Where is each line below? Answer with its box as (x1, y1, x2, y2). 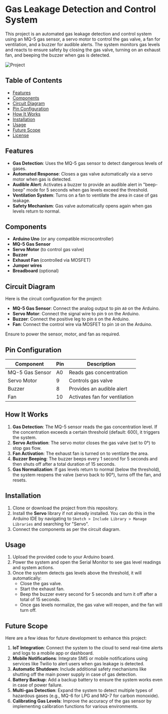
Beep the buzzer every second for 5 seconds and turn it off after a (20, 591, 157, 597)
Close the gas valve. (20, 581, 62, 587)
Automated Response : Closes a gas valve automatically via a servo (12, 170, 153, 176)
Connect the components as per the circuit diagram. (12, 526, 121, 532)
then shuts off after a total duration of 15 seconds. (12, 461, 116, 467)
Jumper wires (12, 262, 42, 269)
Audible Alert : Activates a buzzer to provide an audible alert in (12, 182, 142, 188)
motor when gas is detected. (12, 176, 72, 182)
